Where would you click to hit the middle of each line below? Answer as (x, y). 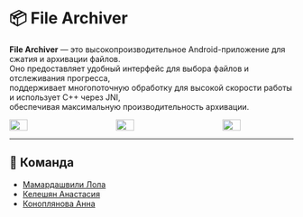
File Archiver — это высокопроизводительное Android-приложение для (147, 49)
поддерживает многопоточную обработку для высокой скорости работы (151, 87)
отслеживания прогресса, (60, 77)
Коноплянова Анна (59, 203)
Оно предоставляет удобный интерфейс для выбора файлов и (129, 68)
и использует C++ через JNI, (65, 97)
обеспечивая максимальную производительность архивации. (129, 106)
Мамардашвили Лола (64, 184)
